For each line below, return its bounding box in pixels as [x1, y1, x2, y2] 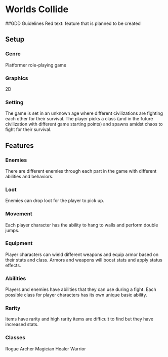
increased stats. [5, 321, 39, 328]
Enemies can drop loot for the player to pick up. [5, 198, 105, 204]
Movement [5, 210, 33, 217]
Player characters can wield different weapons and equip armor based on [5, 251, 159, 257]
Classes [5, 334, 26, 341]
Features [5, 141, 34, 150]
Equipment [5, 240, 33, 247]
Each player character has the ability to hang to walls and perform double [5, 222, 158, 228]
